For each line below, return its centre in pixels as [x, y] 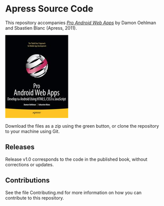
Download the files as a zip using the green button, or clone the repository [82, 126]
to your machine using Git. [32, 131]
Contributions [27, 181]
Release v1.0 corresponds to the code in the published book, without [76, 159]
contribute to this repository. [35, 198]
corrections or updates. [29, 164]
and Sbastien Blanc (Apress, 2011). [41, 28]
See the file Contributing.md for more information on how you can [73, 192]
